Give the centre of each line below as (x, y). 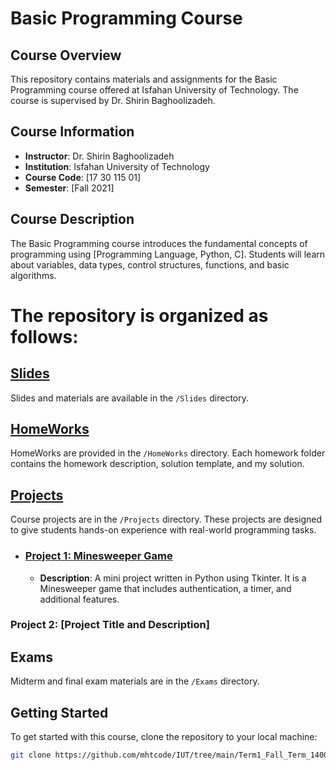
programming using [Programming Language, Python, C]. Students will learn (168, 254)
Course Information (72, 132)
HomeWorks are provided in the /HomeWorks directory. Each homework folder (168, 453)
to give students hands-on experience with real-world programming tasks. (163, 530)
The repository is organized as (139, 315)
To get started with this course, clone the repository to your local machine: (164, 737)
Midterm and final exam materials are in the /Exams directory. (135, 681)
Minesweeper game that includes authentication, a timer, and (165, 588)
